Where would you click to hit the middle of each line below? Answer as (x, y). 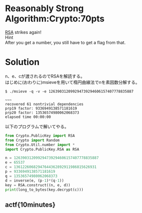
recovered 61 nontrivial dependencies (44, 104)
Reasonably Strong (44, 8)
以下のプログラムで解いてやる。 (37, 126)
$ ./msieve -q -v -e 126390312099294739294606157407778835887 (69, 91)
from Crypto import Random (32, 140)
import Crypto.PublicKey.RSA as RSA (42, 149)
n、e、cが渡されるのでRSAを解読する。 (45, 76)
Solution (22, 62)
